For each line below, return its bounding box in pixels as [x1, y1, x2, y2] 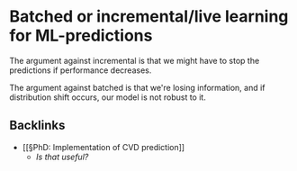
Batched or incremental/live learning [9, 6, 289, 27]
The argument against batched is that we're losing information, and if [9, 82, 265, 93]
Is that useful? [35, 151, 89, 162]
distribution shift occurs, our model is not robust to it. [9, 92, 207, 103]
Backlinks [9, 118, 66, 133]
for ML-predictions [9, 25, 153, 46]
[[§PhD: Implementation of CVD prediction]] [22, 141, 185, 152]
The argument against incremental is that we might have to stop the [9, 55, 260, 66]
